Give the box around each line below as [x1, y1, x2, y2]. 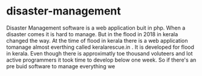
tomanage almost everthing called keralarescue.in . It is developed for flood [6, 43, 195, 51]
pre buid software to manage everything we [6, 62, 116, 70]
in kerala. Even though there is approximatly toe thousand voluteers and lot [6, 49, 193, 57]
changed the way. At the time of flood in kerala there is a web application [6, 37, 188, 44]
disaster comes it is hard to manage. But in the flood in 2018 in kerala [6, 30, 178, 37]
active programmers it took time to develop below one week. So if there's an [6, 56, 197, 63]
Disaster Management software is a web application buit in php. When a [6, 24, 186, 31]
